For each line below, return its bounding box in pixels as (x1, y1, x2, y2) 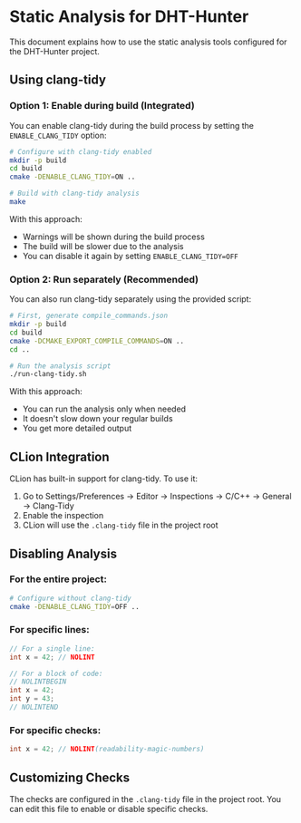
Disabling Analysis (9, 546, 118, 561)
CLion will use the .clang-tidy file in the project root (22, 519, 219, 531)
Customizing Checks (9, 770, 131, 785)
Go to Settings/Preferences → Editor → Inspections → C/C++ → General (22, 491, 292, 502)
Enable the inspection (22, 510, 104, 521)
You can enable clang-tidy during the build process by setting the (9, 120, 255, 131)
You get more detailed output (22, 423, 132, 434)
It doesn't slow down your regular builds (22, 413, 174, 424)
